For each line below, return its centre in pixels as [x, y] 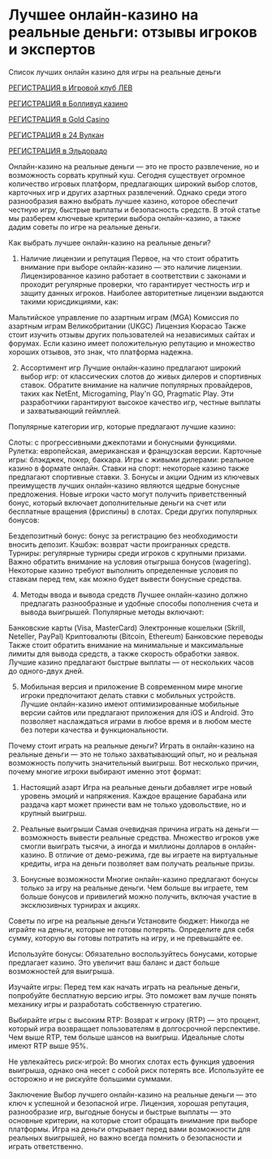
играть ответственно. [46, 1146]
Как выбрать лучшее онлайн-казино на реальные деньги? [110, 242]
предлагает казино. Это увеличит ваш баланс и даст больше [114, 962]
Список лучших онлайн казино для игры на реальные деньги [115, 72]
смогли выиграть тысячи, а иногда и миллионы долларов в [123, 846]
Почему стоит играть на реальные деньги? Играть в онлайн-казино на [132, 745]
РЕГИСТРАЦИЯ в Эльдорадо [58, 150]
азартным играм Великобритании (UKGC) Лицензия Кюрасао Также [127, 326]
